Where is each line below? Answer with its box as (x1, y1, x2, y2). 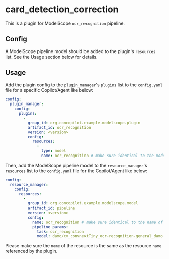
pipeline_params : (32, 224, 69, 229)
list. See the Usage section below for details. (5, 54, 98, 60)
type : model (41, 148, 66, 153)
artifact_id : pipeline (27, 205, 75, 211)
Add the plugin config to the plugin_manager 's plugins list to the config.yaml (5, 82, 163, 88)
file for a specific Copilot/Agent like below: (5, 87, 94, 93)
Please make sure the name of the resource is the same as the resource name (5, 243, 162, 249)
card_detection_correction (5, 4, 119, 15)
